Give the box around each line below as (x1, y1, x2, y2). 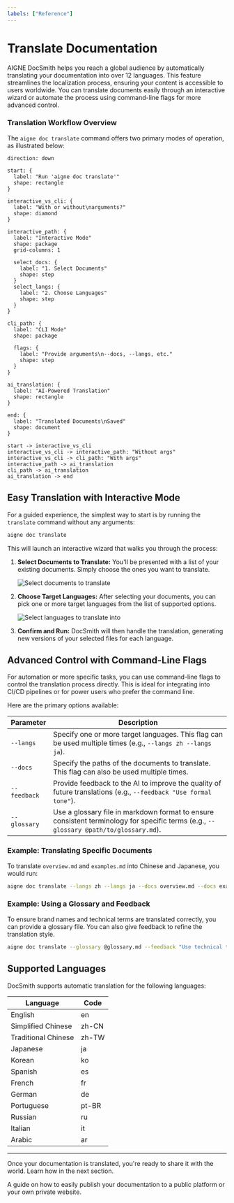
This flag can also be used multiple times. (53, 767, 189, 777)
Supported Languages (7, 963, 107, 975)
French (10, 1078, 34, 1088)
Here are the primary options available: (7, 701, 119, 709)
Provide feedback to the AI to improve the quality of (53, 779, 221, 788)
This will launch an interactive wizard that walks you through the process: (7, 544, 218, 552)
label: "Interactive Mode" (13, 234, 92, 241)
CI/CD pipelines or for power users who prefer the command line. (7, 688, 195, 696)
